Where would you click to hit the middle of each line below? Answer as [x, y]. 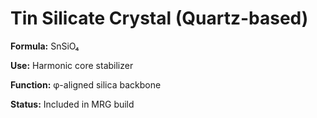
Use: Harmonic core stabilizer [72, 65]
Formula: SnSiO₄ [45, 46]
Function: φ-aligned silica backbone [86, 84]
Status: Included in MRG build [72, 104]
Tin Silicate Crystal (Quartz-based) [159, 18]
